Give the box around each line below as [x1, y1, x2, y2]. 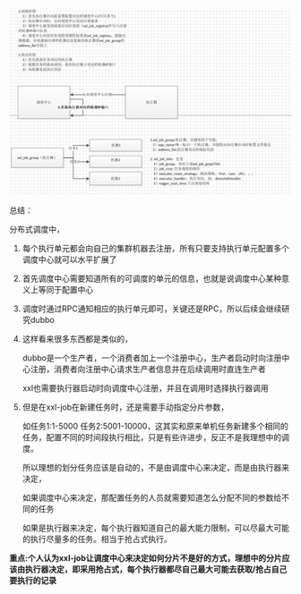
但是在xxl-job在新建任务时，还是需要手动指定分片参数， [21, 402, 229, 412]
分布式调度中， [9, 224, 64, 234]
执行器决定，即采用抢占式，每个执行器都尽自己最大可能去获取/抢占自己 [24, 564, 288, 574]
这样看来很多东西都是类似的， [21, 333, 133, 344]
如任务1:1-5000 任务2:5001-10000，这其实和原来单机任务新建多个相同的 [21, 420, 289, 431]
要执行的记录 [9, 574, 56, 585]
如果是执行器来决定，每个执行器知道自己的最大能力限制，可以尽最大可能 [21, 522, 289, 533]
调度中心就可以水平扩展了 [21, 254, 117, 265]
